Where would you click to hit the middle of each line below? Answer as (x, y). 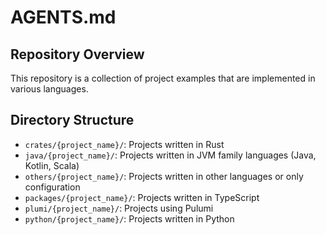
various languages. (49, 89)
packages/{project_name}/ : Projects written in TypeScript (142, 197)
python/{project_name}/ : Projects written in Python (129, 218)
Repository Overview (77, 54)
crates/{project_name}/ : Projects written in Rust (124, 144)
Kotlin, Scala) (52, 165)
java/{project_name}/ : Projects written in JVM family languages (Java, (170, 155)
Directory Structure (72, 120)
